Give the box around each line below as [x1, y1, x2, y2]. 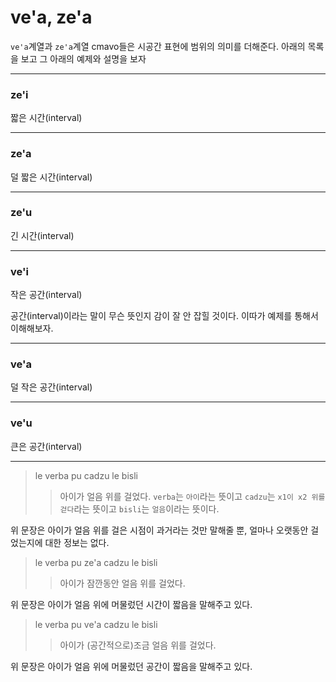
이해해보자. [10, 322, 54, 335]
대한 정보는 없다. [44, 536, 110, 548]
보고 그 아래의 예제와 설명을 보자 [20, 52, 147, 65]
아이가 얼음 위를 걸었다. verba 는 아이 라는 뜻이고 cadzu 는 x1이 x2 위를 [59, 490, 326, 502]
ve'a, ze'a [10, 6, 93, 29]
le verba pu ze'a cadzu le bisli [34, 556, 158, 568]
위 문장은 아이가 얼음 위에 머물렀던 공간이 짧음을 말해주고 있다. [10, 660, 253, 672]
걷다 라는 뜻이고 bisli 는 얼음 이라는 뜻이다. [59, 502, 220, 515]
